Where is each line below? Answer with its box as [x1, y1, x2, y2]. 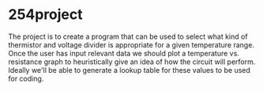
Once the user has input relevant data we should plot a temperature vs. [8, 48, 239, 58]
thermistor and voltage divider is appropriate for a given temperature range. [8, 40, 255, 49]
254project [8, 6, 83, 24]
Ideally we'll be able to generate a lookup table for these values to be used [8, 65, 251, 74]
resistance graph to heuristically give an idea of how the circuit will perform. [8, 57, 256, 66]
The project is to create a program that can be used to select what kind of [8, 32, 248, 41]
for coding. [8, 74, 44, 83]
